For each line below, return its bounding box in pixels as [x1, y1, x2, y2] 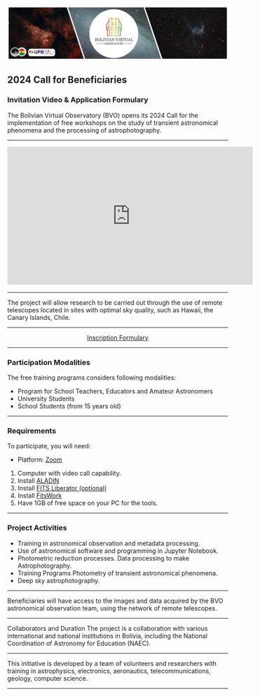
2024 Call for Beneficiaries [7, 74, 128, 86]
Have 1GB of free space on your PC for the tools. [17, 499, 158, 507]
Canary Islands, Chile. [7, 313, 71, 321]
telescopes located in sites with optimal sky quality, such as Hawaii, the [7, 305, 214, 314]
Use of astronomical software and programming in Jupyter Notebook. [17, 547, 219, 555]
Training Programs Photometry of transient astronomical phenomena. [17, 568, 218, 577]
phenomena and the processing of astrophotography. [7, 126, 162, 134]
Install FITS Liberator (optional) [17, 484, 107, 493]
